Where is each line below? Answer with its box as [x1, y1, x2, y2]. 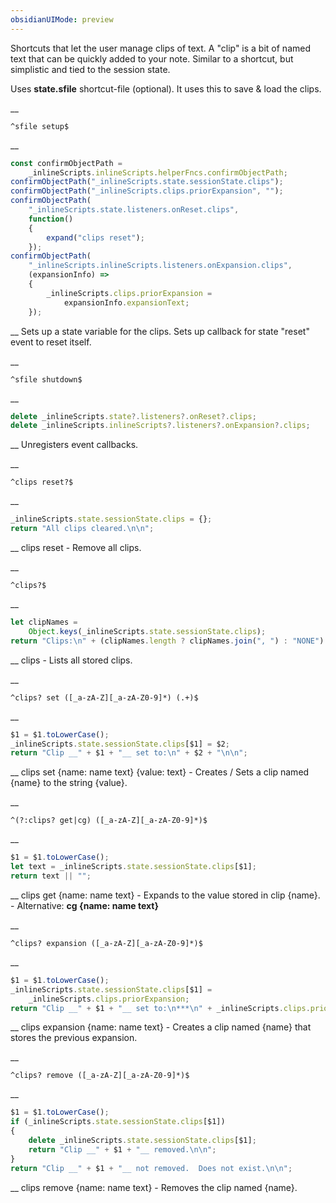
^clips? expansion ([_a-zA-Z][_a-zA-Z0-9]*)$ [10, 938, 203, 948]
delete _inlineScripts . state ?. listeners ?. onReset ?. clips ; [10, 411, 257, 421]
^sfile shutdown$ [10, 374, 83, 385]
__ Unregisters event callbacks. [10, 439, 139, 451]
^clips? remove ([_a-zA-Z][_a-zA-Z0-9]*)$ [10, 1071, 190, 1081]
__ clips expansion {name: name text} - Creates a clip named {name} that [10, 1021, 312, 1033]
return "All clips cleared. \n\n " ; [10, 524, 155, 534]
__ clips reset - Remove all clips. [10, 542, 142, 553]
